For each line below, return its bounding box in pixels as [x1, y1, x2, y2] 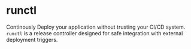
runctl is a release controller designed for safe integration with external [6, 29, 183, 36]
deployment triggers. [6, 36, 58, 43]
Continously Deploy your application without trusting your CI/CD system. [6, 23, 186, 30]
